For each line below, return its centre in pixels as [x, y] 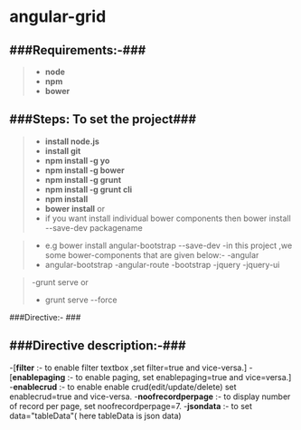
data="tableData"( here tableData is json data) [96, 416]
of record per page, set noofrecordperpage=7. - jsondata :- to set [131, 406]
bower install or [75, 208]
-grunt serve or [60, 282]
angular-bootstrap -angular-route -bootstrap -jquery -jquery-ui [162, 264]
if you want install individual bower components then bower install [168, 218]
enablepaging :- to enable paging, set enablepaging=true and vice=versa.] [152, 377]
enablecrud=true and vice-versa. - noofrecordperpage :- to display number [150, 397]
